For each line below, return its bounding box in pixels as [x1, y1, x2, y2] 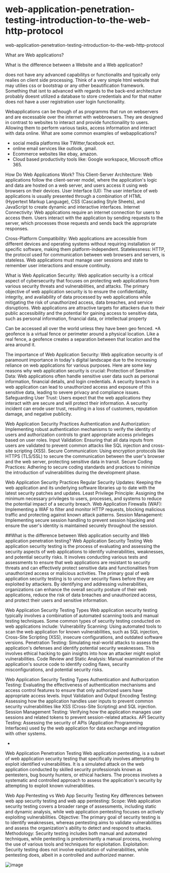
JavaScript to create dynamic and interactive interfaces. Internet [5, 203, 140, 210]
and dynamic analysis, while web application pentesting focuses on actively [5, 808, 164, 814]
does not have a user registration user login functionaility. [5, 98, 126, 105]
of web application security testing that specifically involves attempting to [5, 755, 160, 762]
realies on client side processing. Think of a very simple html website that [5, 77, 159, 83]
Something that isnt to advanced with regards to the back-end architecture [5, 88, 161, 94]
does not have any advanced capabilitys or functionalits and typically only [5, 71, 160, 77]
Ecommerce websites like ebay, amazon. [12, 151, 98, 157]
